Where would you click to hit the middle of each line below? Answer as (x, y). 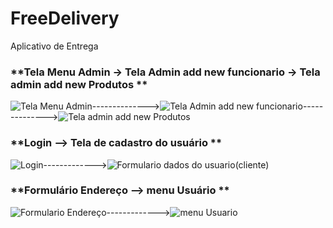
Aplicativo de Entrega (54, 46)
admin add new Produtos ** (79, 84)
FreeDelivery (65, 18)
